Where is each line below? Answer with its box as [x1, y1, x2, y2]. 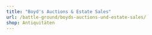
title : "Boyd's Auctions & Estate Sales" [6, 8, 112, 15]
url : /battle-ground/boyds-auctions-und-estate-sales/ [6, 14, 147, 20]
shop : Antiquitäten [6, 20, 55, 26]
